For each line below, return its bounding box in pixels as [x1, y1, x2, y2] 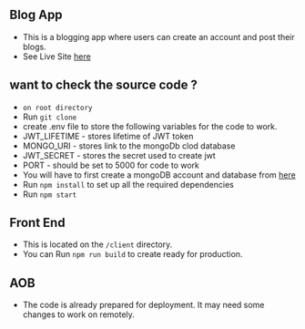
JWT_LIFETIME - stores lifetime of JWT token [22, 130, 194, 141]
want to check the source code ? [9, 77, 198, 93]
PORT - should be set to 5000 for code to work [22, 159, 200, 170]
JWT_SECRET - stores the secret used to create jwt [22, 149, 216, 160]
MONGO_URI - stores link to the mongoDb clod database [22, 140, 236, 151]
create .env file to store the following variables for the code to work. [22, 120, 278, 131]
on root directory [22, 103, 93, 112]
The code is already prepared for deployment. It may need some [22, 300, 265, 311]
